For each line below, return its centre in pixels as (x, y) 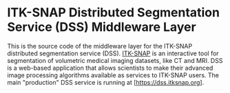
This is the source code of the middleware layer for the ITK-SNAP (100, 46)
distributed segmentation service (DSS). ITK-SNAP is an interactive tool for (113, 53)
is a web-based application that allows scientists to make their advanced (110, 68)
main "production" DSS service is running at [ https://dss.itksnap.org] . (106, 82)
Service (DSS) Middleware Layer (102, 27)
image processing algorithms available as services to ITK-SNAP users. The (113, 75)
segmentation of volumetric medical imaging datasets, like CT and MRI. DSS (115, 60)
